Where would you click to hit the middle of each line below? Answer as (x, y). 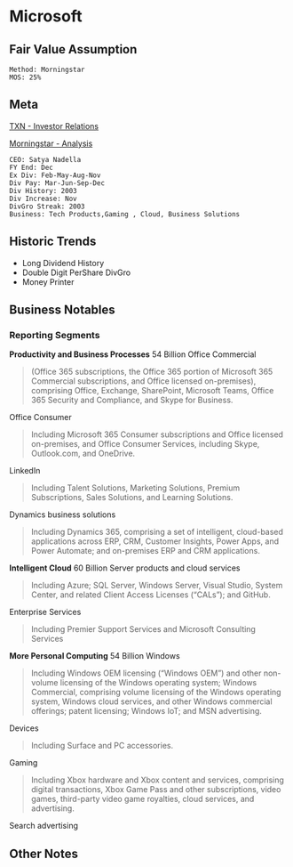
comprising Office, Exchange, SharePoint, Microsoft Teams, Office (152, 391)
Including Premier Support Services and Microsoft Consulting (143, 629)
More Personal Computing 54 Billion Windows (95, 656)
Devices (24, 728)
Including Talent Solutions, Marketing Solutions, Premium (135, 488)
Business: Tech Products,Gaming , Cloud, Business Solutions (125, 214)
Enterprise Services (45, 612)
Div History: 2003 (43, 190)
